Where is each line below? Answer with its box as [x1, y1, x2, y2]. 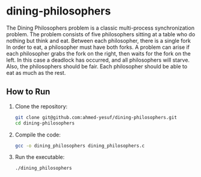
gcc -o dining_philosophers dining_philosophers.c [14, 143, 145, 149]
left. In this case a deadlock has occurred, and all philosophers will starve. [6, 56, 190, 63]
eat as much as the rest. [6, 69, 66, 76]
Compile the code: [14, 131, 61, 138]
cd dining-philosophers [14, 120, 75, 126]
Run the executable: [14, 153, 65, 161]
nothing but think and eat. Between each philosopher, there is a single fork [6, 37, 191, 44]
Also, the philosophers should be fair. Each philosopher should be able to [6, 62, 188, 70]
